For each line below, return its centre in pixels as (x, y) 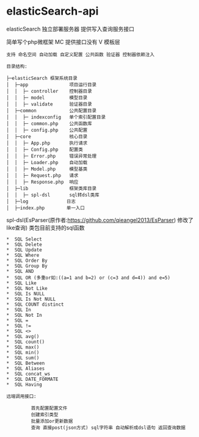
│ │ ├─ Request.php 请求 (42, 175)
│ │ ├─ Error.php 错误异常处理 (51, 156)
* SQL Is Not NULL (31, 299)
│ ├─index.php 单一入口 (46, 208)
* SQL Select (24, 239)
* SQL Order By (27, 261)
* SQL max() (23, 347)
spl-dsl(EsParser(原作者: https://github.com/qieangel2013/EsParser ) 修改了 (100, 220)
